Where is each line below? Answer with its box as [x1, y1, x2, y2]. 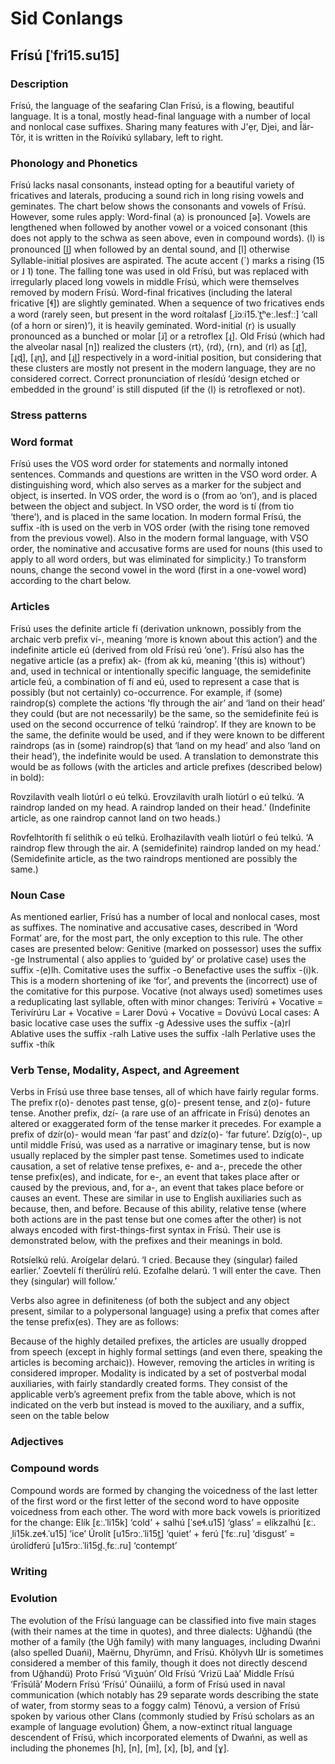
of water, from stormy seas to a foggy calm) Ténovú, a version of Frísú [10, 1699, 301, 1711]
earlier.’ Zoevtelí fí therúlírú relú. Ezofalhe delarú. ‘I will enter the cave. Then [10, 1265, 322, 1277]
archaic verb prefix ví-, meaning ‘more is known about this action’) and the [10, 633, 318, 645]
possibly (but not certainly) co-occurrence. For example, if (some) [10, 686, 283, 698]
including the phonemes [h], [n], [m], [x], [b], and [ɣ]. [10, 1742, 230, 1754]
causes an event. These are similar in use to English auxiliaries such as [10, 1192, 302, 1204]
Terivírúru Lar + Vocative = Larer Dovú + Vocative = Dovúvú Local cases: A [10, 1006, 320, 1018]
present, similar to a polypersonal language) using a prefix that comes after [10, 1305, 320, 1317]
